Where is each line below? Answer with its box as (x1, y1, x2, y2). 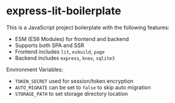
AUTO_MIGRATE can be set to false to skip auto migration (14, 83, 151, 90)
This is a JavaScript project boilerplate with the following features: (6, 24, 170, 31)
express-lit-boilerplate (6, 4, 122, 18)
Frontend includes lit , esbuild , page (14, 48, 105, 55)
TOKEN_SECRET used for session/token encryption (14, 77, 134, 85)
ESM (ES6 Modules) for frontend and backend (14, 35, 129, 42)
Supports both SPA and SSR (14, 42, 85, 49)
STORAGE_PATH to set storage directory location (14, 90, 128, 97)
